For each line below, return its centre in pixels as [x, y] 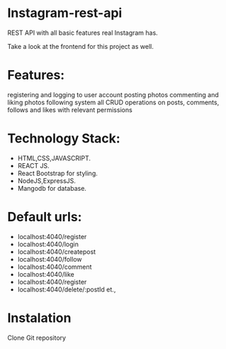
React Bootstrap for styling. [57, 173]
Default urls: [45, 217]
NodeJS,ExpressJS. [47, 181]
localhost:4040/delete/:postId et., [67, 289]
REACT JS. [33, 165]
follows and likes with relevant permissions [70, 110]
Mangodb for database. [52, 188]
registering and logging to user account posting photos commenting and [113, 94]
